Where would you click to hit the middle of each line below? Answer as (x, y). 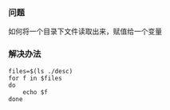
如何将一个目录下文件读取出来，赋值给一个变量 (85, 31)
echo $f (35, 92)
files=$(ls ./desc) (41, 71)
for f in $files (35, 78)
